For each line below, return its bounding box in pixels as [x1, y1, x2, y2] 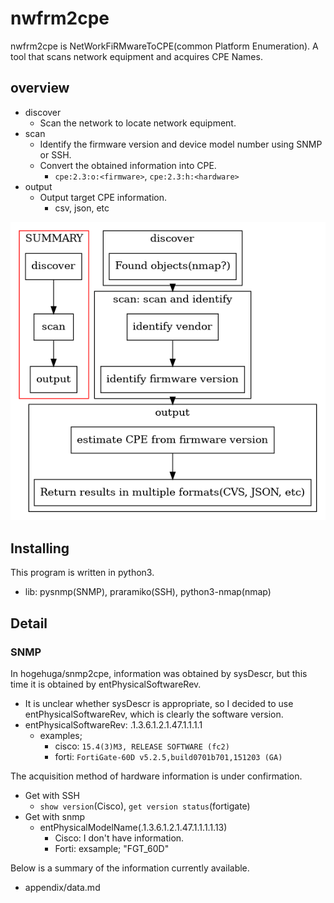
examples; [39, 729, 83, 741]
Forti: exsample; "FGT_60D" [54, 842, 170, 854]
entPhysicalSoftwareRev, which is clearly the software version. [24, 708, 284, 720]
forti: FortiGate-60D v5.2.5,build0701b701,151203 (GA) [54, 750, 283, 762]
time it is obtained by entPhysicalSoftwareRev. [10, 678, 202, 690]
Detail [10, 615, 48, 632]
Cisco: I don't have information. [54, 832, 185, 844]
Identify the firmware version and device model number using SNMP [39, 138, 323, 150]
